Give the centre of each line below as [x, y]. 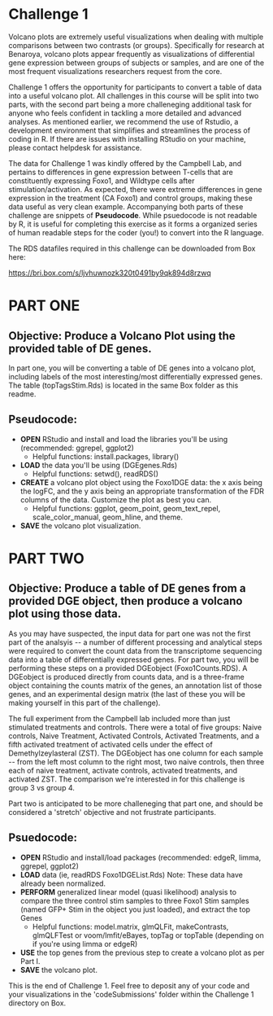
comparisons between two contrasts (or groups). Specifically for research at [136, 45]
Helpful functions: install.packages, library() [106, 456]
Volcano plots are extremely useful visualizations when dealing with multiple [136, 37]
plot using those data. [65, 614]
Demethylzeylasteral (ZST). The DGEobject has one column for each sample [136, 753]
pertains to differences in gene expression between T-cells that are [121, 172]
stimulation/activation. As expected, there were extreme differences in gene [135, 189]
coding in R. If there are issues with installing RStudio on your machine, [127, 138]
